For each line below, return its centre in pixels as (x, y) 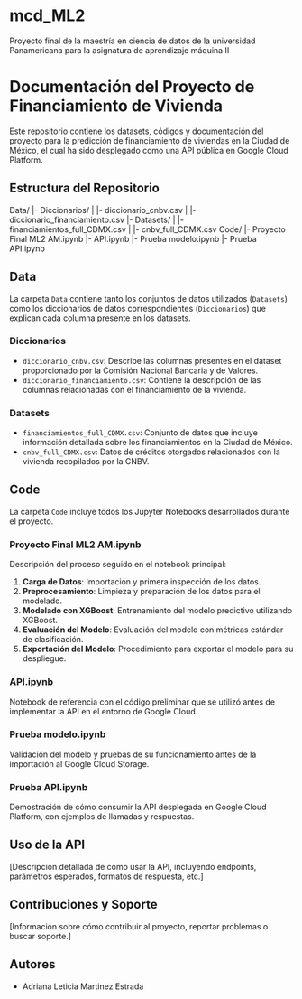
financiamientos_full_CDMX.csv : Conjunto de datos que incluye (140, 433)
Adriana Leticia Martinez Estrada (83, 986)
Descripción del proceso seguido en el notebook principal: (118, 565)
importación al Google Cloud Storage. (79, 763)
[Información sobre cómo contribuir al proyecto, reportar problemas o (139, 926)
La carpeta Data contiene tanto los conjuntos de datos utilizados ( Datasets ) (149, 298)
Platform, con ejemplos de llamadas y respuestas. (102, 817)
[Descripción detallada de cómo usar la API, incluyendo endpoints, (133, 866)
